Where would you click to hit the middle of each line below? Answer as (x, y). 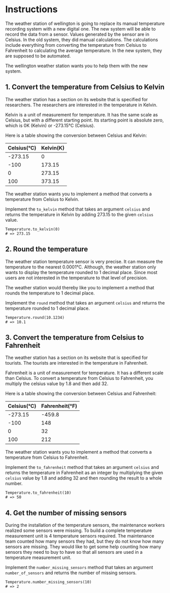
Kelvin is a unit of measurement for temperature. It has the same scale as (82, 114)
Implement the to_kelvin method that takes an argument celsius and (78, 209)
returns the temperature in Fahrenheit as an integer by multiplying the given (84, 473)
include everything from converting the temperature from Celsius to (76, 45)
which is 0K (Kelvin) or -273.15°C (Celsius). (50, 125)
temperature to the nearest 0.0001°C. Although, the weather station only (81, 267)
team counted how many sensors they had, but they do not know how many (84, 541)
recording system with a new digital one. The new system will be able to (80, 28)
